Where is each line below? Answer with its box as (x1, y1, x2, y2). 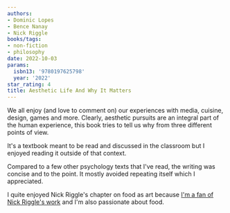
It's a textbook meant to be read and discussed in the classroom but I (7, 142, 205, 150)
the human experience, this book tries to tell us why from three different (7, 121, 213, 129)
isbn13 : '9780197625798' (13, 68, 85, 75)
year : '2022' (13, 74, 51, 82)
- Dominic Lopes (7, 17, 54, 24)
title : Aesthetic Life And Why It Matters (7, 87, 132, 94)
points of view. (7, 129, 49, 137)
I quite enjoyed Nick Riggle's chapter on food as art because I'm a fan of (7, 191, 214, 199)
